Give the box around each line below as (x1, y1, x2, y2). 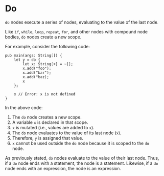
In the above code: (5, 104, 43, 111)
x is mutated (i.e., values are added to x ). (12, 124, 94, 130)
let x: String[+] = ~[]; (23, 61, 73, 66)
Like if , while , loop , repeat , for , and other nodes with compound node (5, 29, 148, 34)
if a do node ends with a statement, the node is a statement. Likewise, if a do (5, 160, 158, 166)
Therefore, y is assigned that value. (12, 135, 83, 141)
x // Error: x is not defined (14, 91, 76, 96)
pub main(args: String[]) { (5, 53, 63, 58)
